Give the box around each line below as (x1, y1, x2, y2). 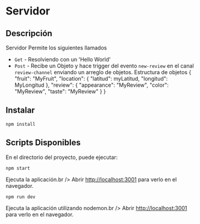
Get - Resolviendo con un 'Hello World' (14, 56, 111, 63)
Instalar (5, 105, 36, 116)
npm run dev (5, 194, 36, 200)
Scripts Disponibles (5, 137, 81, 148)
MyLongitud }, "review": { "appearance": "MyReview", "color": (14, 81, 169, 89)
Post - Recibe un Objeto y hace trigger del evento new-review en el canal (14, 62, 194, 69)
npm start (5, 165, 31, 171)
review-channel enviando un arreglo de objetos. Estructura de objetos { (14, 69, 192, 76)
